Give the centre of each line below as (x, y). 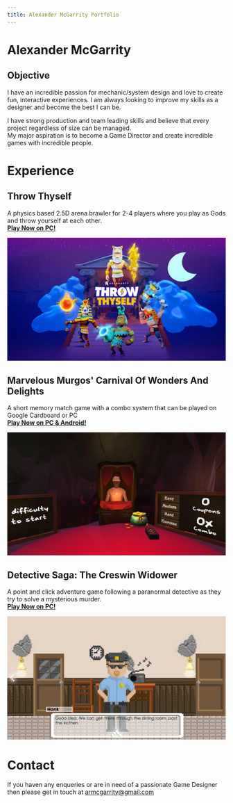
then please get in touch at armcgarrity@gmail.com (81, 792)
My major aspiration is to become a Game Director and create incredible (110, 135)
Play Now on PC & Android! (47, 422)
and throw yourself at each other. (55, 220)
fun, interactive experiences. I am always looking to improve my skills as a (113, 99)
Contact (31, 765)
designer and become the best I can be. (64, 107)
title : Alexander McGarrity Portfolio (63, 15)
